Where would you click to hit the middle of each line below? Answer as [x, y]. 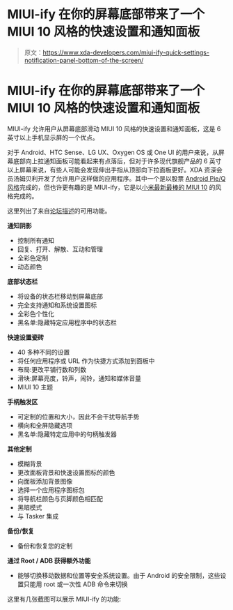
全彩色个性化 [35, 313]
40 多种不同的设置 [43, 352]
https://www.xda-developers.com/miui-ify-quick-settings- [126, 52]
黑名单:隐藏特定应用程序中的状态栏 [67, 322]
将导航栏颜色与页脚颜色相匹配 [60, 498]
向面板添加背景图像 [45, 481]
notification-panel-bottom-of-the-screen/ [84, 60]
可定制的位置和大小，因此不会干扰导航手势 [78, 417]
